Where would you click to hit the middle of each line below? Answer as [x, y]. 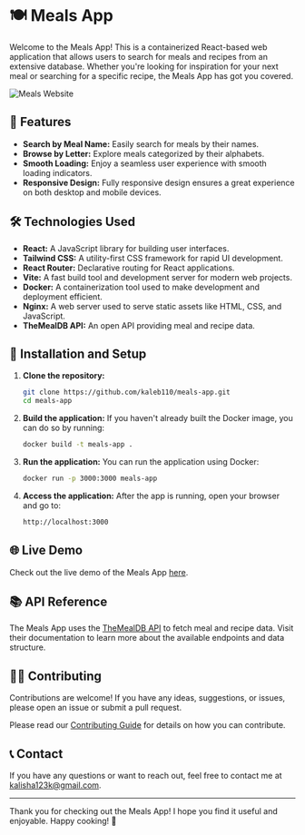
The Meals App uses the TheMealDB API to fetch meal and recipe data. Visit [152, 628]
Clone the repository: [64, 376]
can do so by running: [64, 428]
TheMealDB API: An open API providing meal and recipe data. [139, 325]
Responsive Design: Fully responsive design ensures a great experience [158, 182]
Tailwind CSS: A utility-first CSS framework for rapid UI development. [152, 258]
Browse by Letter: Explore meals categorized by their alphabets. [143, 153]
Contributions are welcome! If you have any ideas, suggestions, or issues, [148, 698]
